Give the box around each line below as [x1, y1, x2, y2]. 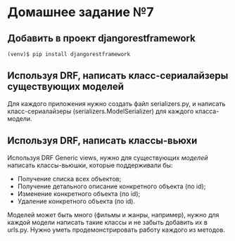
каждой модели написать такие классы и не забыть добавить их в [7, 218, 208, 226]
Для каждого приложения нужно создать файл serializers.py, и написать [7, 99, 226, 108]
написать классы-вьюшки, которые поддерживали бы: [7, 161, 173, 169]
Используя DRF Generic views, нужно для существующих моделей [7, 153, 208, 162]
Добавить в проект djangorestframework [7, 32, 196, 44]
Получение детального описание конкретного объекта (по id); [17, 182, 206, 190]
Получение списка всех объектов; [17, 174, 122, 183]
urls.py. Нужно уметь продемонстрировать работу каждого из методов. [7, 226, 225, 234]
